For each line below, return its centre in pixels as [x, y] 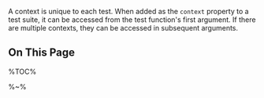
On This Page [42, 53]
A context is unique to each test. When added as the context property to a [129, 11]
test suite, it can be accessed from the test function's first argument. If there [132, 20]
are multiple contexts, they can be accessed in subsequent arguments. [123, 28]
